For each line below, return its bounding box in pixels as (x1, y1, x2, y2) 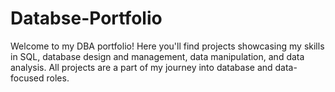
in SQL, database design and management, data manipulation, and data (10, 50, 305, 62)
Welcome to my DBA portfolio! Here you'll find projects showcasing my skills (10, 40, 325, 52)
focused (10, 72, 45, 84)
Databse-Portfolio (10, 7, 163, 30)
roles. (46, 72, 70, 84)
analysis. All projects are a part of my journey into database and (10, 61, 273, 73)
